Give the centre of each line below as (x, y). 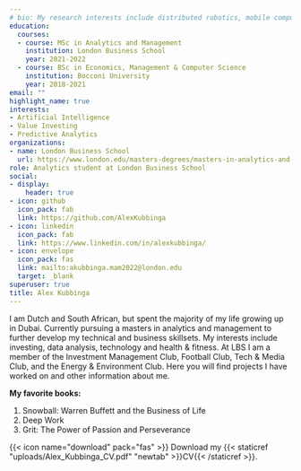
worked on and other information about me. (90, 375)
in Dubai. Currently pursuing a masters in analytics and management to (140, 327)
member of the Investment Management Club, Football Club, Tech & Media (147, 356)
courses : (34, 34)
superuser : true (39, 284)
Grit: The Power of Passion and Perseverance (106, 429)
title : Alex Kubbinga (50, 292)
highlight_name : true (50, 101)
